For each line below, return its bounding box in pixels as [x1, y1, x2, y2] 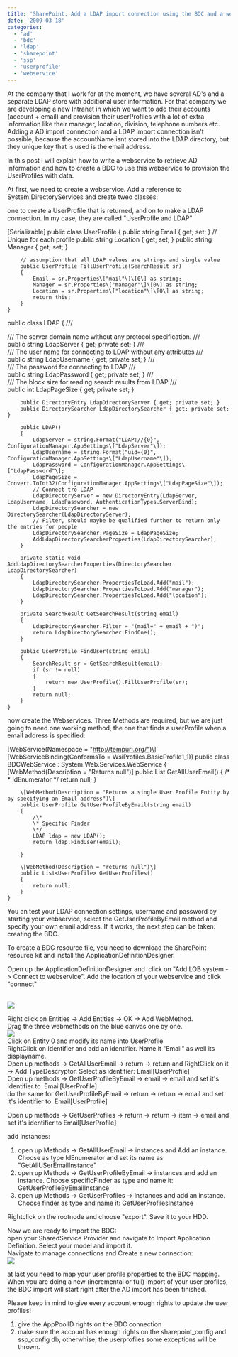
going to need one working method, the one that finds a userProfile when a [7, 723, 227, 732]
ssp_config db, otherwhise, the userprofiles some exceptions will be [17, 1335, 217, 1344]
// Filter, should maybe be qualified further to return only [33, 517, 220, 524]
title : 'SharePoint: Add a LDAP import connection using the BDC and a [7, 10, 223, 18]
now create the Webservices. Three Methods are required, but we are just [7, 715, 223, 725]
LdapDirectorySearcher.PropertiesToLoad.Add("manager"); [33, 585, 204, 593]
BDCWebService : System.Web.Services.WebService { [7, 759, 167, 768]
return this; [33, 293, 72, 301]
